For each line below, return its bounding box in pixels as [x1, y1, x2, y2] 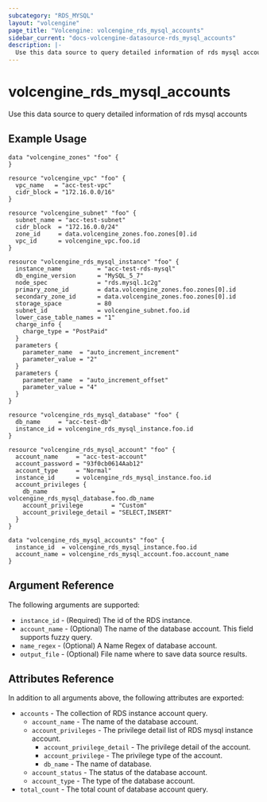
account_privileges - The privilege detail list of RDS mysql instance [31, 726, 253, 735]
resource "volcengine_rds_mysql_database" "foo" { [8, 411, 180, 419]
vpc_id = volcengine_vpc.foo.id [15, 236, 141, 245]
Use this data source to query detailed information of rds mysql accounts [8, 109, 248, 119]
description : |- [8, 41, 62, 49]
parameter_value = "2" [22, 355, 98, 363]
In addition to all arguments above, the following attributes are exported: [8, 693, 245, 703]
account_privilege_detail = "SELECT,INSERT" [22, 508, 172, 516]
